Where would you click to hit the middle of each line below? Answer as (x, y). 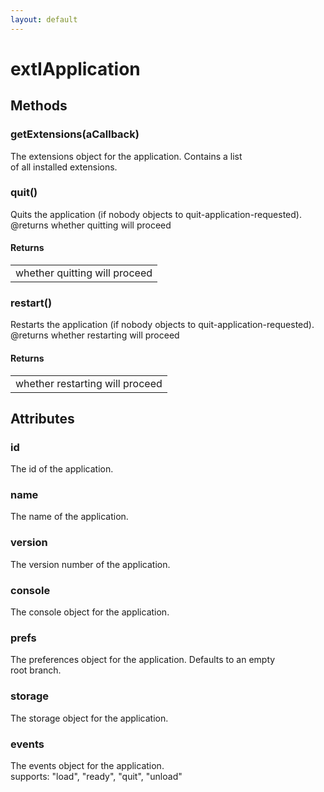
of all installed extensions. (64, 167)
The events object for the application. (87, 765)
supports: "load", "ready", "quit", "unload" (96, 776)
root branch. (36, 670)
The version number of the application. (90, 564)
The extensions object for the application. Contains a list (126, 156)
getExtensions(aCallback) (75, 134)
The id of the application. (62, 469)
